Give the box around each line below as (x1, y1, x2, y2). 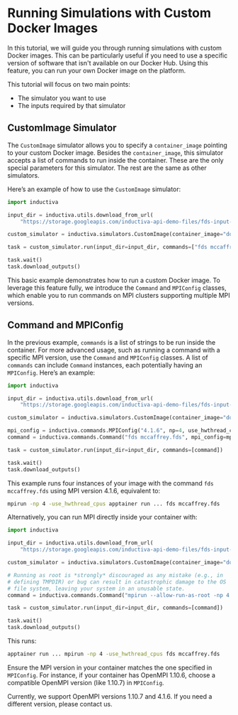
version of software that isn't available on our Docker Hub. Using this (7, 58, 209, 67)
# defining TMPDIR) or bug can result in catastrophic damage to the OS (7, 578, 227, 586)
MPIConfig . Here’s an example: (7, 368, 96, 377)
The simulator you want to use (17, 94, 106, 102)
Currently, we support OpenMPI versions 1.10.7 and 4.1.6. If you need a (7, 692, 212, 701)
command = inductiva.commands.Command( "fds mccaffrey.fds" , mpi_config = (7, 434, 227, 441)
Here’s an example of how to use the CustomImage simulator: (7, 185, 181, 193)
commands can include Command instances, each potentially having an (7, 360, 203, 369)
